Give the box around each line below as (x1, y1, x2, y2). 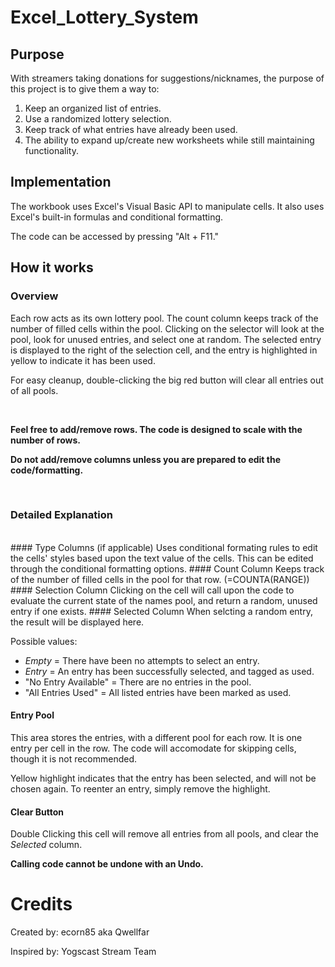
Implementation (10, 174, 112, 191)
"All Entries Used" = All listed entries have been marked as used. (24, 686, 292, 698)
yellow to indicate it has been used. (10, 354, 156, 366)
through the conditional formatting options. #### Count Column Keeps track (10, 562, 325, 575)
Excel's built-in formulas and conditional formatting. (10, 211, 224, 223)
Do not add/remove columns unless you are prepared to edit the (10, 453, 282, 465)
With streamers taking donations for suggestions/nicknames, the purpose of (10, 72, 325, 84)
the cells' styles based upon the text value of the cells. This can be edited (10, 552, 314, 564)
